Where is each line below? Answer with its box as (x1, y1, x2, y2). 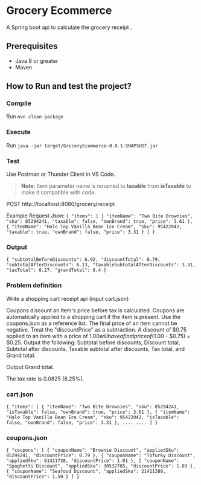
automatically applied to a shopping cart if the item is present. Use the (6, 313, 181, 320)
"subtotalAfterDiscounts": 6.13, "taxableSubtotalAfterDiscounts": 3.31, (6, 262, 196, 268)
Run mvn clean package (6, 113, 64, 120)
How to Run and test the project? (6, 81, 132, 91)
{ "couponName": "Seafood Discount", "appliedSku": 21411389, (6, 469, 166, 475)
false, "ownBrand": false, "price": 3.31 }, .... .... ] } (6, 419, 158, 426)
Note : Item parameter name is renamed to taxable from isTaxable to (21, 182, 191, 190)
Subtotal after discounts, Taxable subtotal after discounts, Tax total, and (6, 345, 185, 352)
